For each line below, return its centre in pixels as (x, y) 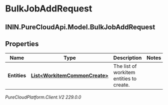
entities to (125, 79)
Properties (22, 44)
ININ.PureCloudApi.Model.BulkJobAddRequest (80, 27)
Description (127, 58)
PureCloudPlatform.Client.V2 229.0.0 (43, 97)
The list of (125, 66)
